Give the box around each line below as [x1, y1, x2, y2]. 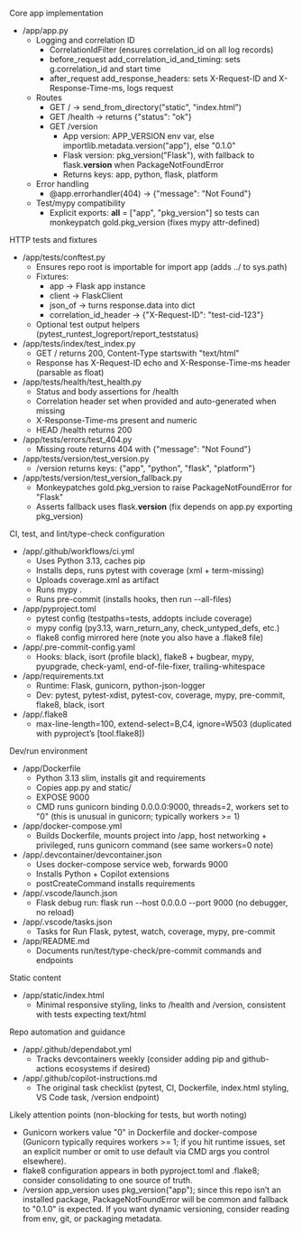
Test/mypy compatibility [35, 198, 126, 209]
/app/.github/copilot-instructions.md [22, 1073, 158, 1083]
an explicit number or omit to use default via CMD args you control [22, 1146, 270, 1156]
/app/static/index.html [22, 990, 105, 1000]
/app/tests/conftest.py [22, 252, 105, 263]
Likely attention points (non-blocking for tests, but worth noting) [9, 1109, 248, 1120]
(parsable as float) [35, 367, 105, 377]
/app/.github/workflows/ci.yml [22, 546, 135, 556]
